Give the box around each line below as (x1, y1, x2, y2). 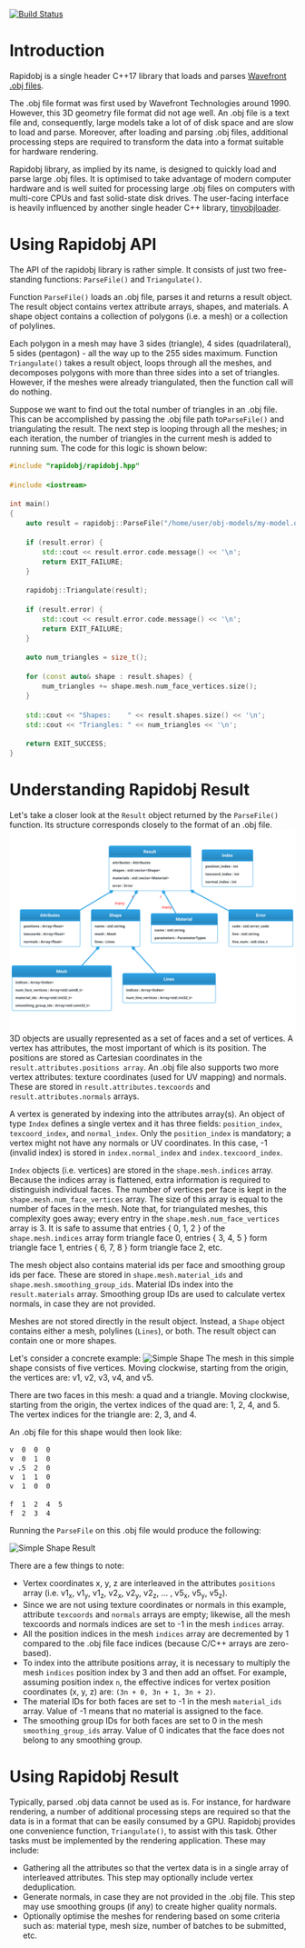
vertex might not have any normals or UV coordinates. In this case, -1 (9, 1137, 268, 1149)
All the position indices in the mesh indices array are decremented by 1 (22, 1628, 289, 1640)
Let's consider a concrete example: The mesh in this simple (9, 1353, 295, 1364)
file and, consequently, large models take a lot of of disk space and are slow (9, 116, 294, 127)
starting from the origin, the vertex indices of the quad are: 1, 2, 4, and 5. (9, 1400, 280, 1411)
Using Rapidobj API (9, 235, 157, 255)
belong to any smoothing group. (22, 1734, 143, 1745)
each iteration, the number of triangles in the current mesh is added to (9, 433, 272, 444)
